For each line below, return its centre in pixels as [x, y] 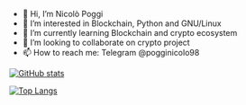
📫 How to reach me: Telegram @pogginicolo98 [111, 52]
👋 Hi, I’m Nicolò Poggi [63, 14]
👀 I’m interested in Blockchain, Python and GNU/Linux [122, 23]
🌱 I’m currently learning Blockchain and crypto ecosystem [130, 33]
